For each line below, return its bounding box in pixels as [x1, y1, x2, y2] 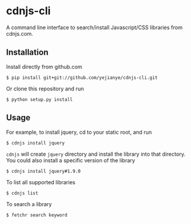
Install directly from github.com [6, 63, 82, 70]
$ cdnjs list [6, 190, 39, 196]
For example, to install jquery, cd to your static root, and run [6, 128, 152, 135]
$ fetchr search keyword [6, 212, 68, 218]
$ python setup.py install [6, 96, 73, 102]
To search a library [6, 200, 52, 207]
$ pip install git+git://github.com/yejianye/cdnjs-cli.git [6, 74, 158, 81]
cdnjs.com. [6, 30, 34, 37]
